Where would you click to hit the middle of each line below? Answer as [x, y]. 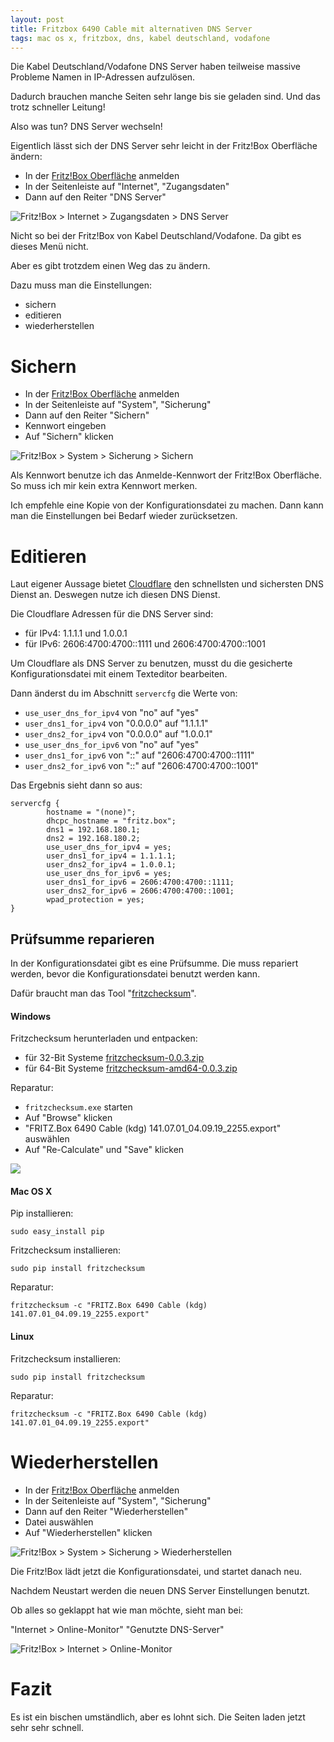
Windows [30, 1016]
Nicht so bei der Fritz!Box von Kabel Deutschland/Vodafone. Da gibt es [156, 236]
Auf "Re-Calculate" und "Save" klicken [104, 1150]
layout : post [37, 19]
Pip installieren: [42, 1213]
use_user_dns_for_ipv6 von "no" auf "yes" [112, 745]
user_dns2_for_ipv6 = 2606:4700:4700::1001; [140, 891]
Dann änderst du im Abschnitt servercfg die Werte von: [124, 693]
